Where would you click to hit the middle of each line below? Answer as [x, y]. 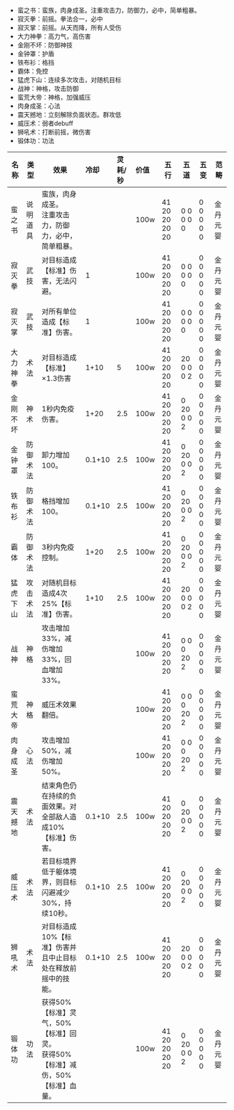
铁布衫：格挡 [36, 62]
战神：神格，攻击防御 [48, 88]
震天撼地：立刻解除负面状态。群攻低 [69, 114]
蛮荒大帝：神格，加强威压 [54, 97]
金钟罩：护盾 [36, 54]
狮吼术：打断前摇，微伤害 [54, 132]
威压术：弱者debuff [45, 123]
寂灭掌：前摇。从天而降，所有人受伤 [69, 27]
